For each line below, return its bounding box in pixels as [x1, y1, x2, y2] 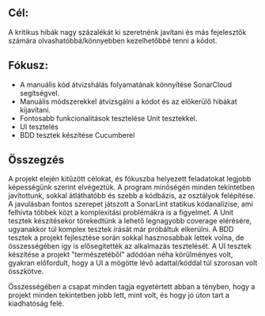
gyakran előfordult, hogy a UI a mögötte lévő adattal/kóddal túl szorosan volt [8, 258, 258, 268]
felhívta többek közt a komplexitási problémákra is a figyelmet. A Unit [8, 207, 234, 217]
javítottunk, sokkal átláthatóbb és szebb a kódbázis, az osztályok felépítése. [8, 191, 256, 200]
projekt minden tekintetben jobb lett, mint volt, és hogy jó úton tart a [8, 291, 229, 300]
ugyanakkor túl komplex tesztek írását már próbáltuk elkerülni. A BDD [8, 225, 234, 234]
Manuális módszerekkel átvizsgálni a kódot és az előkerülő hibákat [19, 97, 237, 106]
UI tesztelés [19, 122, 59, 131]
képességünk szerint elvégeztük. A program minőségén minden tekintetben [8, 182, 256, 192]
